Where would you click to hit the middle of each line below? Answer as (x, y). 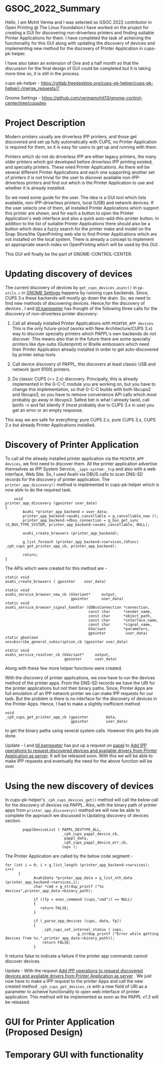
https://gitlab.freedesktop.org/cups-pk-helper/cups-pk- (97, 83)
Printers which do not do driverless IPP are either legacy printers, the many (81, 156)
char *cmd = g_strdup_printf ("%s (69, 886)
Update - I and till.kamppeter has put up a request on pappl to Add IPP (76, 745)
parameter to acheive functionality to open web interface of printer (72, 991)
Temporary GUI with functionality (74, 1055)
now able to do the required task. (38, 489)
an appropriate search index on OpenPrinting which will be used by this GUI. (82, 244)
